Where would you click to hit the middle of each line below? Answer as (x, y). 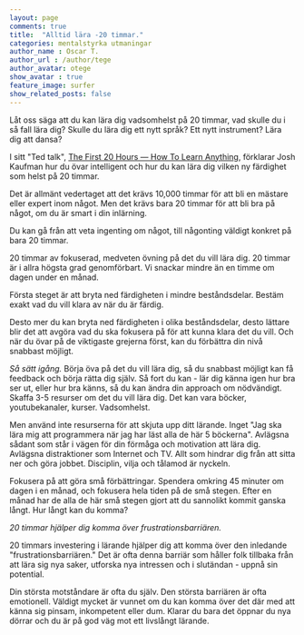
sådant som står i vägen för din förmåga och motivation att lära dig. (135, 444)
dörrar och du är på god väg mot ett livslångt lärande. (109, 620)
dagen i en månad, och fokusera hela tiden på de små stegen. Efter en (141, 491)
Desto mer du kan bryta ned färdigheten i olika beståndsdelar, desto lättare (150, 322)
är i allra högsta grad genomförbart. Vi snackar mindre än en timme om (142, 267)
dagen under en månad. (54, 277)
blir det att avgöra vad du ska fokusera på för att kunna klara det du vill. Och (152, 332)
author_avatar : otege (50, 69)
